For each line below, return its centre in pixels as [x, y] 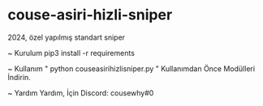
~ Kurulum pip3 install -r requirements [71, 53]
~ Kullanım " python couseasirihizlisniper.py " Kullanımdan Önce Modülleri [131, 68]
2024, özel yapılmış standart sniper [67, 37]
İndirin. [19, 77]
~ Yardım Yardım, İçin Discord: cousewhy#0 [81, 93]
